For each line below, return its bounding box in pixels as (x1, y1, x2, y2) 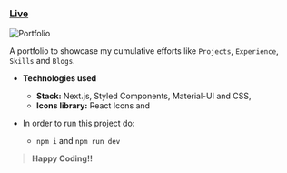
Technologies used (22, 73, 97, 84)
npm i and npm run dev (35, 136, 121, 147)
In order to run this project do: (22, 117, 135, 129)
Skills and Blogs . (9, 56, 75, 66)
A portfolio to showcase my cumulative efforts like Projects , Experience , (9, 46, 279, 56)
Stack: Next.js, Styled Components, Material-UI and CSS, (35, 90, 252, 102)
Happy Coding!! (31, 153, 94, 164)
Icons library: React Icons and (35, 100, 151, 111)
